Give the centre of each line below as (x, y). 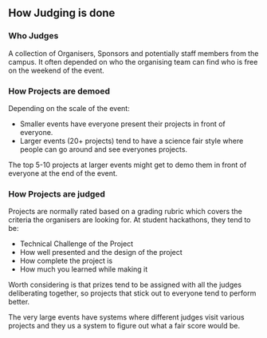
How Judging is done (62, 13)
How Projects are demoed (59, 91)
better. (19, 302)
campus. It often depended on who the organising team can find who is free (133, 62)
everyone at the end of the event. (63, 173)
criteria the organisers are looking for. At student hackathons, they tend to (130, 220)
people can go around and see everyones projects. (104, 149)
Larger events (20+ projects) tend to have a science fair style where (132, 141)
